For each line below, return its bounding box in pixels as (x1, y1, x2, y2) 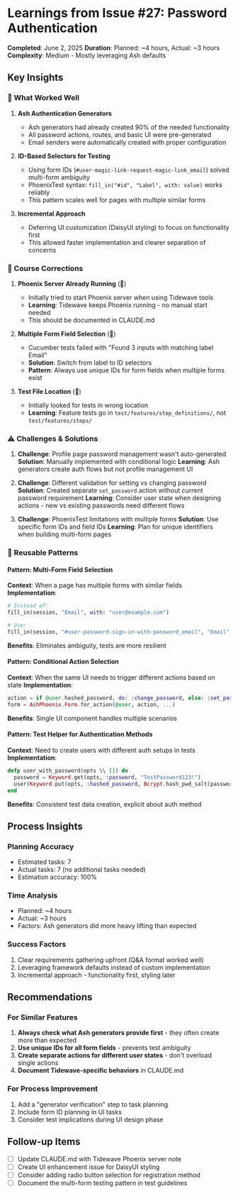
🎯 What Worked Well (7, 93, 80, 103)
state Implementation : (7, 681, 73, 690)
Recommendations (7, 991, 93, 1003)
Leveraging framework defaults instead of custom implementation (17, 963, 210, 971)
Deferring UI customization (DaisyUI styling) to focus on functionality (28, 223, 229, 231)
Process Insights (7, 820, 83, 832)
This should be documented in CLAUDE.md (28, 316, 155, 324)
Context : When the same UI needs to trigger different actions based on (7, 673, 216, 682)
